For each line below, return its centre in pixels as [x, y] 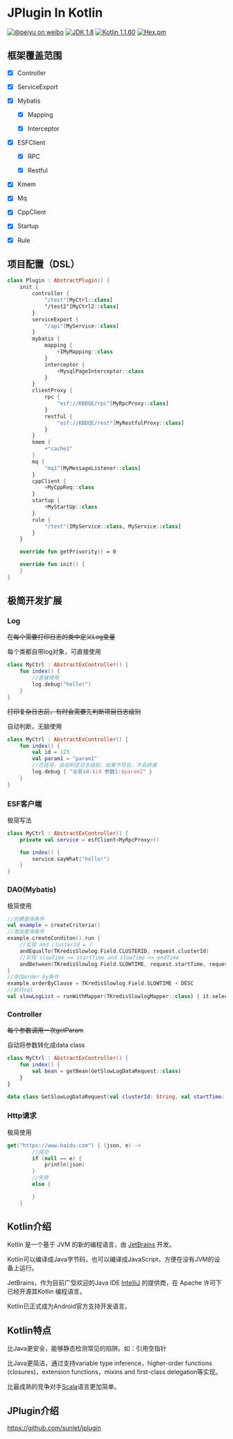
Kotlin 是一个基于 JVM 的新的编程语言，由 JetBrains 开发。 [91, 1245]
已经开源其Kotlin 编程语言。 [46, 1292]
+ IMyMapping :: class [85, 352]
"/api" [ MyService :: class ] [81, 326]
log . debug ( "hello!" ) [62, 684]
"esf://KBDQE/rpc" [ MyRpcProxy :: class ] [113, 403]
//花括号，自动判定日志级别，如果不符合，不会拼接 [95, 765]
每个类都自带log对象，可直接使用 [54, 652]
